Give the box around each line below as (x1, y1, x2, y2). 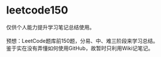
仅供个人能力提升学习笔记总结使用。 (6, 24, 95, 31)
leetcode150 (6, 4, 68, 17)
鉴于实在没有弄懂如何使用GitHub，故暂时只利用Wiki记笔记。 (6, 45, 153, 52)
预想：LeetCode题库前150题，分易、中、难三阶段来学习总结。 (6, 37, 159, 44)
